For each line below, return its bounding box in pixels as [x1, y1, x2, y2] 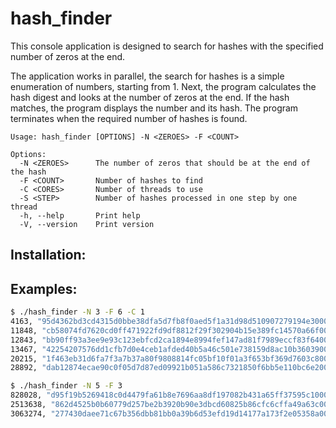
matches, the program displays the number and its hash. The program [10, 102, 299, 114]
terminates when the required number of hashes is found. [10, 112, 248, 124]
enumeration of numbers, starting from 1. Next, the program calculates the [10, 80, 317, 92]
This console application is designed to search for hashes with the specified [10, 40, 324, 52]
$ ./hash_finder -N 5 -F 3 [10, 381, 123, 391]
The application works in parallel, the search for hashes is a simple [10, 70, 285, 82]
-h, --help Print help [19, 210, 141, 221]
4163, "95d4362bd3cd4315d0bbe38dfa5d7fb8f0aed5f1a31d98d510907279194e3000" [10, 317, 333, 327]
